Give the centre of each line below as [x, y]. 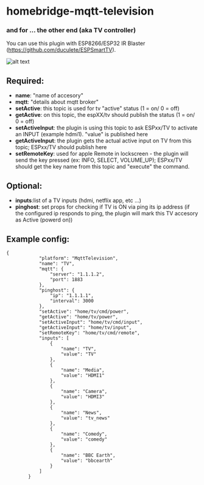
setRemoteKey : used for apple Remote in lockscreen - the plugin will [102, 154]
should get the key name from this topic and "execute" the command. [102, 167]
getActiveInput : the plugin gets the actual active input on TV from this [103, 141]
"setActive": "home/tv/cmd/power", [84, 312]
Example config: [38, 239]
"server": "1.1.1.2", [77, 274]
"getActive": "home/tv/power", [79, 317]
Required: [25, 81]
